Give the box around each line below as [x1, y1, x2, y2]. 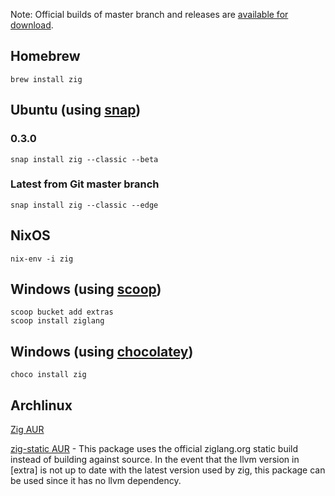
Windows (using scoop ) [10, 281, 162, 298]
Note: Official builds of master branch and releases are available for [10, 9, 289, 20]
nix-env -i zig [10, 254, 74, 264]
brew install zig [10, 74, 83, 84]
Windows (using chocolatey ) [10, 343, 194, 360]
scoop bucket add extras [10, 307, 114, 318]
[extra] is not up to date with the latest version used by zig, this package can [10, 464, 326, 476]
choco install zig [10, 370, 87, 380]
